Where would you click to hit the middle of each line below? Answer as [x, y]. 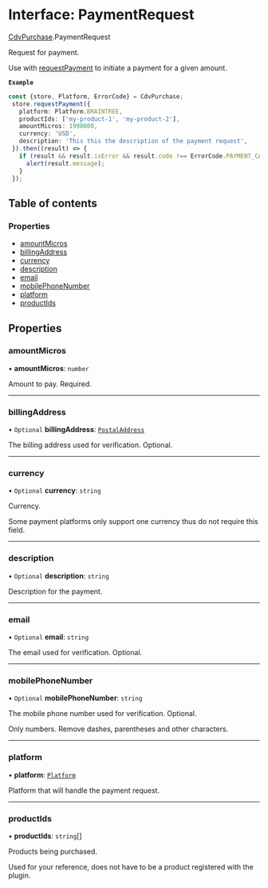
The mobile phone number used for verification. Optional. [102, 714]
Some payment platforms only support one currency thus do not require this [133, 522]
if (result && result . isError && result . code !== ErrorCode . [122, 156]
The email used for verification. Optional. [75, 652]
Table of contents [53, 203]
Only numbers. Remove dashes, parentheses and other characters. [118, 729]
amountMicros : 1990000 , [58, 126]
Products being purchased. [53, 851]
